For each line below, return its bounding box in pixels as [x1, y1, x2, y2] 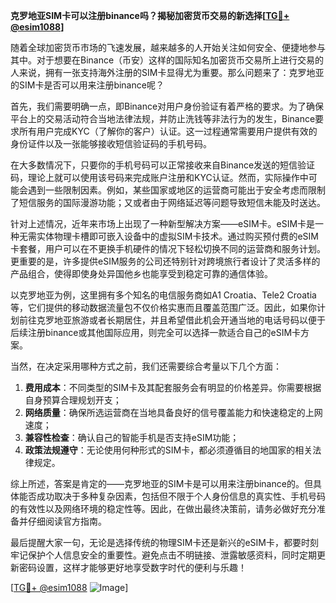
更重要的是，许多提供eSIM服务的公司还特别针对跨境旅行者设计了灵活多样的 [10, 255, 321, 267]
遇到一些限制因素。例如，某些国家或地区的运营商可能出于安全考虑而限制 [27, 184, 326, 196]
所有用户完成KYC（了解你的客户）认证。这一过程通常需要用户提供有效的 [18, 125, 318, 137]
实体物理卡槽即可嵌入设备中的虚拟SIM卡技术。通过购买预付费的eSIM [36, 230, 319, 242]
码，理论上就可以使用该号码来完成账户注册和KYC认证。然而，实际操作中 [10, 172, 309, 183]
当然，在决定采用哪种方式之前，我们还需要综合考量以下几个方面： [10, 360, 282, 372]
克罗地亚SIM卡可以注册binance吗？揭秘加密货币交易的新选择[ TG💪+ [10, 10, 290, 21]
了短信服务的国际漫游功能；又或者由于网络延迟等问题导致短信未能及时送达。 [10, 197, 326, 208]
